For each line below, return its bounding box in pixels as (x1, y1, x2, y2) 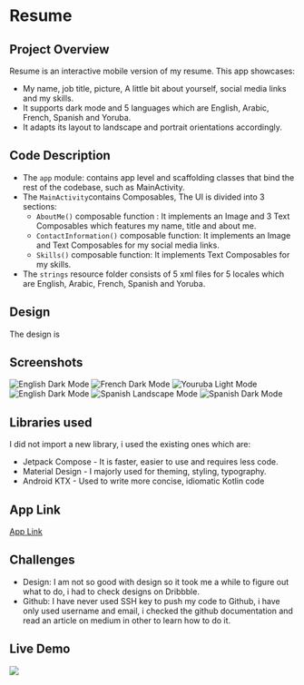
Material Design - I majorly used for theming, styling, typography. (22, 466, 267, 477)
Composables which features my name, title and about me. (35, 220, 257, 231)
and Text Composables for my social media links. (35, 240, 220, 250)
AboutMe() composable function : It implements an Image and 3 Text (35, 210, 290, 221)
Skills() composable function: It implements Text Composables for (35, 249, 290, 259)
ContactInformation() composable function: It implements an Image (35, 230, 291, 240)
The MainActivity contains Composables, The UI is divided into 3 (22, 191, 265, 202)
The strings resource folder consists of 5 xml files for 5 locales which (22, 269, 284, 279)
